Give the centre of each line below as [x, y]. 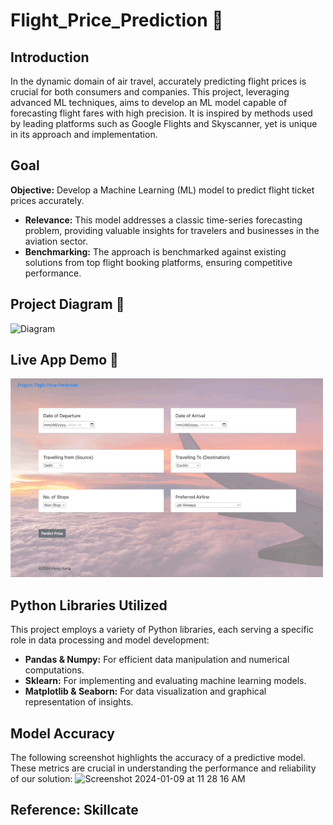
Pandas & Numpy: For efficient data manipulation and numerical [157, 660]
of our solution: [41, 779]
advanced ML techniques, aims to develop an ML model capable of [149, 102]
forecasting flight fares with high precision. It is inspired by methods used [161, 113]
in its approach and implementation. [84, 134]
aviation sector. [56, 241]
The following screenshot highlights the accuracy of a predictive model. [158, 758]
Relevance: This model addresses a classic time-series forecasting [163, 220]
